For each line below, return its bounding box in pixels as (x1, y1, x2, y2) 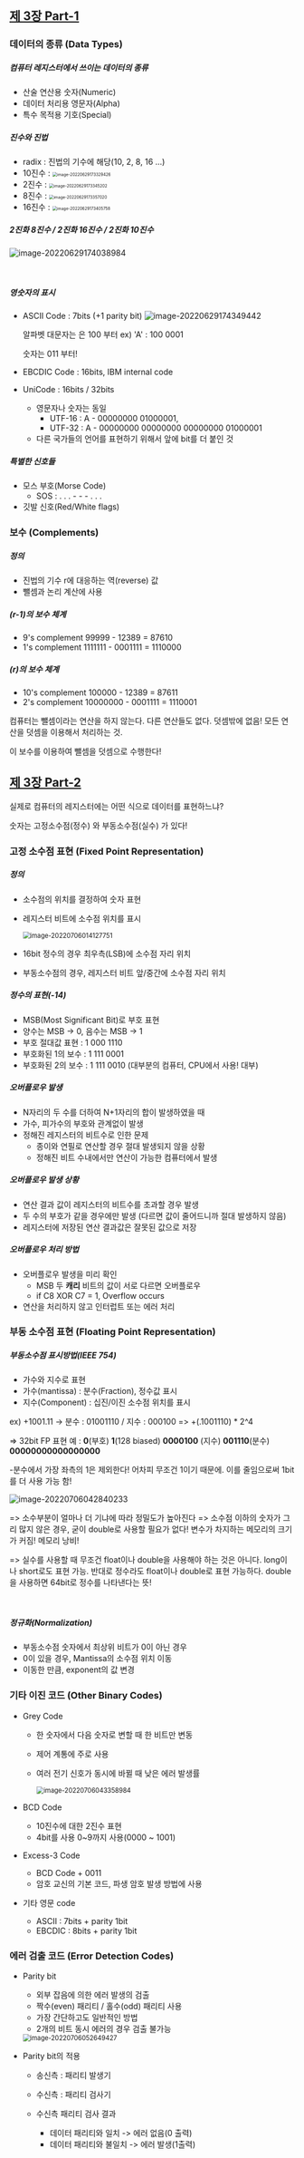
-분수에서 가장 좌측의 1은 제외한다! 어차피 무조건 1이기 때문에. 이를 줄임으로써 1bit (9, 1465, 295, 1476)
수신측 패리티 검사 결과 (35, 2108, 117, 2119)
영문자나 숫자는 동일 (35, 402, 107, 414)
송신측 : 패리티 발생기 (35, 2070, 111, 2081)
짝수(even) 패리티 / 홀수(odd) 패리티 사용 (35, 2001, 183, 2012)
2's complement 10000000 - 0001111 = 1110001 (22, 696, 197, 707)
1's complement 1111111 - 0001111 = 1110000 (22, 642, 183, 653)
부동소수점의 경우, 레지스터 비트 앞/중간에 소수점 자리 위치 (22, 967, 226, 978)
